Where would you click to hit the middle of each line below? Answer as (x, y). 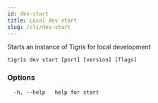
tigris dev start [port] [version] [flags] (72, 60)
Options (21, 78)
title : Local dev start (42, 20)
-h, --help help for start (56, 92)
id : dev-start (28, 14)
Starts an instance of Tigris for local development (79, 47)
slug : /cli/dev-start (39, 27)
